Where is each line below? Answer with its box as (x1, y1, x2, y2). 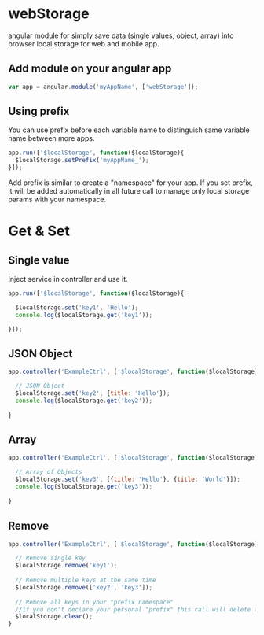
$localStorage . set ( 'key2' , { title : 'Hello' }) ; (15, 389, 170, 397)
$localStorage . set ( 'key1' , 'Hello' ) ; (15, 304, 139, 312)
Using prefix (8, 105, 70, 118)
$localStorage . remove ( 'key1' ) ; (15, 562, 118, 570)
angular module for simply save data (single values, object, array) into (8, 31, 234, 40)
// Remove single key (15, 554, 86, 563)
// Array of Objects (15, 468, 82, 476)
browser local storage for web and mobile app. (8, 39, 159, 48)
